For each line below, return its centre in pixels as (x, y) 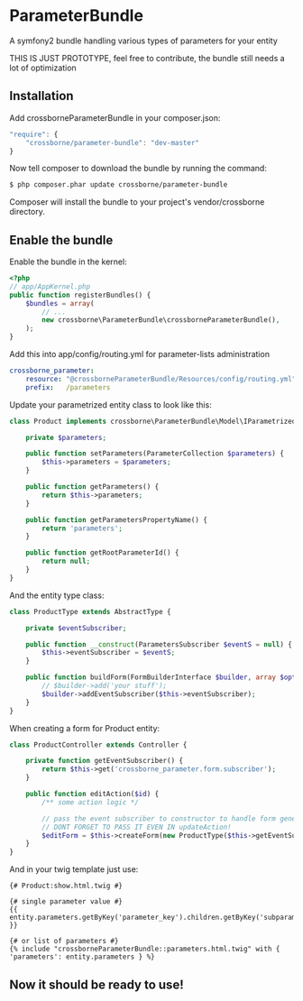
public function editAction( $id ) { (92, 794)
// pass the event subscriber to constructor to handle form (159, 818)
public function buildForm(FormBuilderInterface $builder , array (151, 677)
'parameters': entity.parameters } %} (82, 957)
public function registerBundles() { (80, 295)
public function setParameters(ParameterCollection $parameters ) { (155, 454)
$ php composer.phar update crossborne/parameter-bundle (119, 185)
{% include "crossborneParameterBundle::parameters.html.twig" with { (145, 949)
